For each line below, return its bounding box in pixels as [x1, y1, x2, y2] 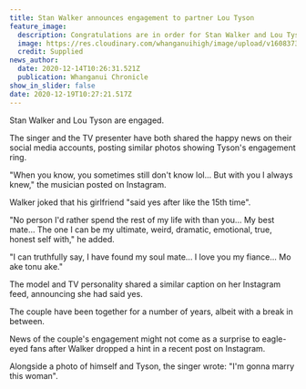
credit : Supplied [17, 47, 84, 56]
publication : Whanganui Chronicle [17, 73, 148, 82]
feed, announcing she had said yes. [9, 288, 143, 299]
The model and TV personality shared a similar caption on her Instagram [9, 279, 281, 290]
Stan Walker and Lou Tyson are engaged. [9, 115, 165, 126]
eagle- [261, 333, 287, 344]
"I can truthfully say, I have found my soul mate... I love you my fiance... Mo [9, 251, 291, 262]
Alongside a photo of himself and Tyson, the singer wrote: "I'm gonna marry [9, 361, 295, 372]
